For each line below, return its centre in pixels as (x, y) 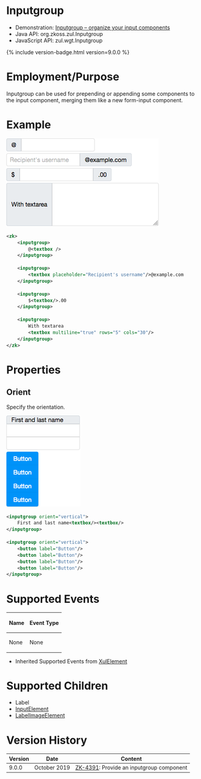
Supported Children (57, 686)
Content (131, 758)
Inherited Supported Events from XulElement (71, 661)
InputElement (32, 709)
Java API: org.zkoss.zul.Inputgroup (59, 33)
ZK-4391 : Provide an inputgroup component (131, 767)
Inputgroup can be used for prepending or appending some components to (100, 93)
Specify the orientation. (36, 407)
